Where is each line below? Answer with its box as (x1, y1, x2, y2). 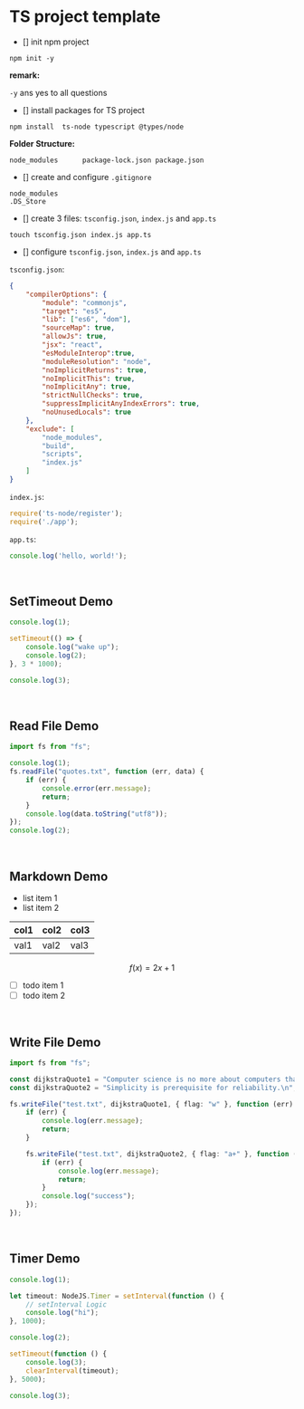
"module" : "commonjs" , (42, 298, 128, 307)
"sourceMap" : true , (42, 323, 116, 332)
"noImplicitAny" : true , (42, 382, 131, 391)
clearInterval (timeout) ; (25, 1366, 119, 1375)
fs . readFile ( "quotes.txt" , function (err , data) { (9, 767, 204, 776)
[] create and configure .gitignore (22, 171, 152, 182)
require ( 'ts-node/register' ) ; (9, 509, 124, 518)
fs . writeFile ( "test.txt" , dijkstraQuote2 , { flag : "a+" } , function (25, 1149, 290, 1158)
